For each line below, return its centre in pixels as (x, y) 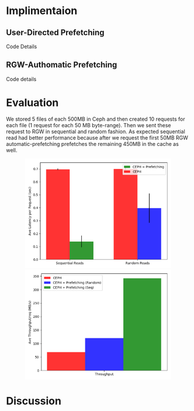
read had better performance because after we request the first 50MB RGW (97, 137)
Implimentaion (42, 11)
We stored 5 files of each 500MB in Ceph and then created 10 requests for (96, 119)
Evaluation (32, 103)
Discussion (34, 401)
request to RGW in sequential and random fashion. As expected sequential (96, 131)
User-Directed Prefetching (55, 33)
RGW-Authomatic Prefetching (62, 65)
